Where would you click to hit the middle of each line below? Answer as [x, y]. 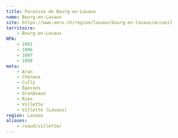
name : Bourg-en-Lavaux [34, 17]
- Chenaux [29, 77]
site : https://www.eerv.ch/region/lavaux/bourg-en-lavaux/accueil [89, 22]
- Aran [25, 72]
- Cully [26, 83]
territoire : [21, 28]
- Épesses [29, 88]
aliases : [17, 121]
